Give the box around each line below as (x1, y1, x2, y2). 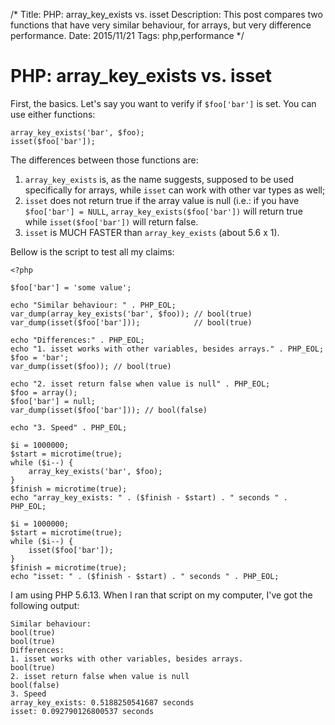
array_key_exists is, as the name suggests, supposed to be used (24, 173, 294, 185)
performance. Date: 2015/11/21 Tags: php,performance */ (10, 30, 245, 41)
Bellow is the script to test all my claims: (10, 245, 175, 258)
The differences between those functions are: (10, 154, 199, 166)
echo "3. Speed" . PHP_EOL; (10, 422, 128, 433)
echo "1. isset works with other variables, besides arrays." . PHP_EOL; (10, 344, 325, 354)
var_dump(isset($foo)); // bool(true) (10, 361, 172, 371)
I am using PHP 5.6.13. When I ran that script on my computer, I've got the (10, 589, 313, 601)
